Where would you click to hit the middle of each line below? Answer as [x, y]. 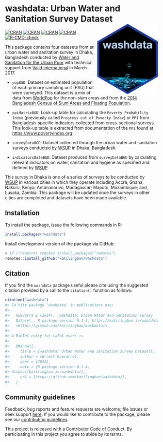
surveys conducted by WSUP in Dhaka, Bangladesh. [64, 148]
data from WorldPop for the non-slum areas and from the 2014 [74, 97]
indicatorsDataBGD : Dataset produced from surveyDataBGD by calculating [84, 157]
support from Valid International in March [46, 67]
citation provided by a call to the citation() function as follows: [69, 290]
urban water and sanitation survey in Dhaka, [49, 52]
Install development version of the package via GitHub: [60, 244]
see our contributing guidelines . [37, 419]
